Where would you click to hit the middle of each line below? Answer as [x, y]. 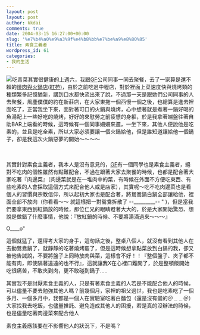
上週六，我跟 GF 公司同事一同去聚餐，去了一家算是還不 [125, 79]
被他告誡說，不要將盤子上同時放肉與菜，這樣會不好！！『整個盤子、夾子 [95, 255]
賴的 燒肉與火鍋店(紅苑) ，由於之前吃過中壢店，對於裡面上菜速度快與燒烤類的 [99, 86]
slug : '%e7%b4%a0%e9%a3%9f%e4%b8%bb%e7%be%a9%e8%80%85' [77, 39]
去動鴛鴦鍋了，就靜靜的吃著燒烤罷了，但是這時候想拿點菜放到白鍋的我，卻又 [100, 248]
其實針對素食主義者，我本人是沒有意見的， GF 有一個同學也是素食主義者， [96, 164]
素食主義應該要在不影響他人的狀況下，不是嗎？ [63, 325]
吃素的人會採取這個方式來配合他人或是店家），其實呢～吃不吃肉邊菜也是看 [101, 187]
